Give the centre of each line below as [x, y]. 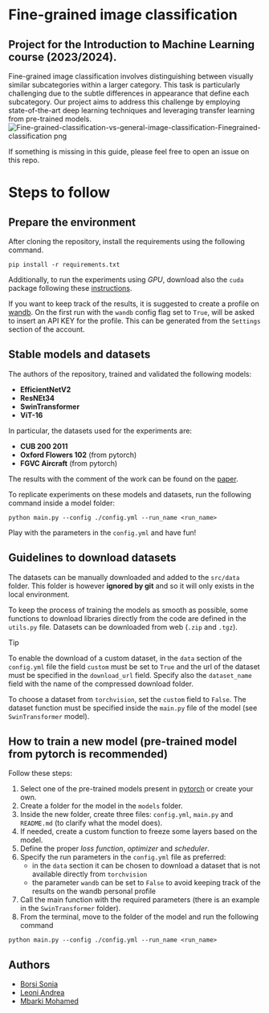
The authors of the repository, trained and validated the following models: [130, 374]
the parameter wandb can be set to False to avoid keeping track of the [146, 883]
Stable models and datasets [79, 355]
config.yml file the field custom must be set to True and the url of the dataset [134, 666]
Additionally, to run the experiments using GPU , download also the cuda [126, 280]
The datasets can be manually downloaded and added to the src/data [124, 577]
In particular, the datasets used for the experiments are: [100, 431]
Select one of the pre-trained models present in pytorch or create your [137, 789]
